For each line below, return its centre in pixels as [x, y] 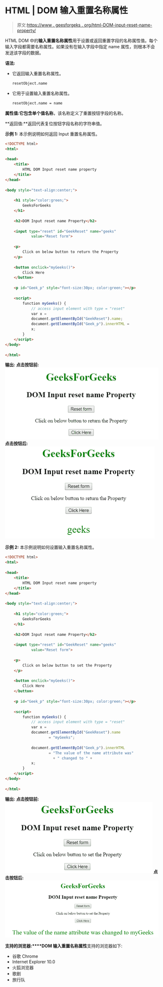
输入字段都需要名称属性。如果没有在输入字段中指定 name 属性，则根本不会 [80, 46]
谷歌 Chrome [25, 956]
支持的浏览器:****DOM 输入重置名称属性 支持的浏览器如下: [64, 945]
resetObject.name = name [37, 103]
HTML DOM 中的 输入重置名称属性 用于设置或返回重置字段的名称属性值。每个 [81, 41]
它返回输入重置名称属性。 [38, 73]
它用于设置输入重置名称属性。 [42, 93]
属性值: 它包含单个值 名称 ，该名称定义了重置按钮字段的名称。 [65, 113]
